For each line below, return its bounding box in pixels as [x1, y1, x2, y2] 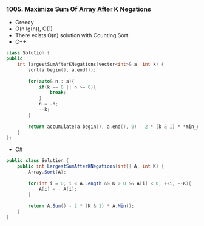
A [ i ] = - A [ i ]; [38, 186, 78, 192]
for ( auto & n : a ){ [28, 78, 75, 84]
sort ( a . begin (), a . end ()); [28, 66, 97, 73]
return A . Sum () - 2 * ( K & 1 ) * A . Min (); [28, 203, 135, 209]
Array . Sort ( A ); [28, 169, 67, 175]
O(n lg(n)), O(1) [15, 25, 53, 32]
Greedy [15, 19, 35, 26]
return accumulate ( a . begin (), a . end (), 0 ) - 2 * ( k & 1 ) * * [28, 124, 186, 130]
